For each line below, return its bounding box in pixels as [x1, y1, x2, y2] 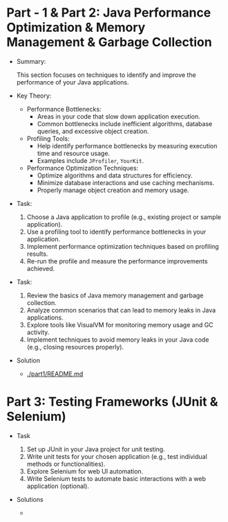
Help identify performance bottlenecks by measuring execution [37, 141, 218, 150]
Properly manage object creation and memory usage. [37, 186, 189, 194]
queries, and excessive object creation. [37, 127, 149, 135]
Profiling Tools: [26, 134, 70, 143]
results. [26, 250, 48, 258]
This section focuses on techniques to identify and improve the [16, 71, 196, 79]
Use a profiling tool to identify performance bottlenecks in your [26, 227, 207, 236]
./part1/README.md [26, 369, 84, 378]
